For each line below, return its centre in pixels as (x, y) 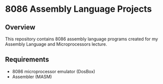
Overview (20, 27)
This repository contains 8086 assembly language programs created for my (81, 39)
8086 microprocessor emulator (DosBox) (54, 71)
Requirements (27, 60)
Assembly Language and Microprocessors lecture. (56, 44)
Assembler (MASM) (32, 77)
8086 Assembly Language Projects (79, 9)
